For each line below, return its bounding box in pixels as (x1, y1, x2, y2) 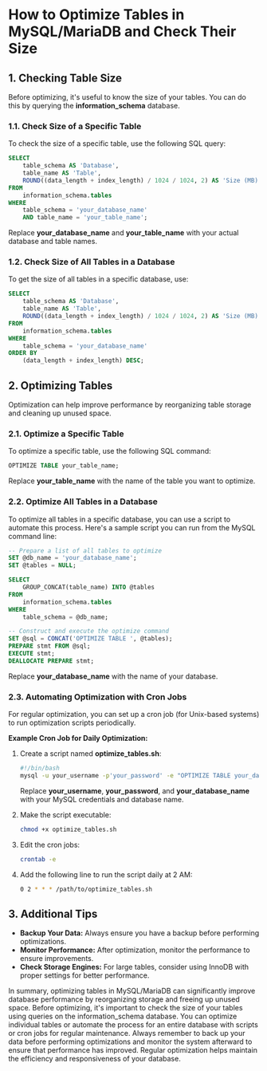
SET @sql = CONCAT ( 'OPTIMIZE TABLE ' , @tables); (8, 635, 173, 643)
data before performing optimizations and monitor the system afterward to (8, 1037, 253, 1046)
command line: (8, 531, 57, 541)
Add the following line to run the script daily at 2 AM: (19, 869, 193, 879)
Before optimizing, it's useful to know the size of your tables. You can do (8, 93, 247, 101)
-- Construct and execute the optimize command (8, 628, 170, 636)
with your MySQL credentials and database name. (19, 794, 185, 804)
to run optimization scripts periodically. (8, 718, 136, 727)
